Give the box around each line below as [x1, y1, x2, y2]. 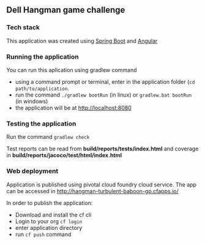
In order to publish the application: [6, 199, 93, 207]
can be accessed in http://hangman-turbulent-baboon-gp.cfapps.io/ [6, 187, 179, 194]
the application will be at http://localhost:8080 [15, 104, 132, 111]
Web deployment [6, 167, 59, 176]
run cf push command [15, 231, 72, 238]
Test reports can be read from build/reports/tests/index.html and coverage [6, 145, 199, 152]
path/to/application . [15, 84, 69, 92]
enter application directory [15, 224, 83, 231]
